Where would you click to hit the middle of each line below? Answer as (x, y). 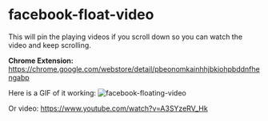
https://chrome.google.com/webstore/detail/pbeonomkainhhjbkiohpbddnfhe (134, 68)
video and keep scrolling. (50, 45)
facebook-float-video (81, 15)
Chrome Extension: (41, 60)
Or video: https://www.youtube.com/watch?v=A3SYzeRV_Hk (108, 108)
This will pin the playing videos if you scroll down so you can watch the (125, 37)
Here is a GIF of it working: (52, 92)
